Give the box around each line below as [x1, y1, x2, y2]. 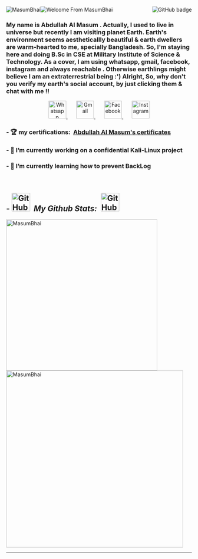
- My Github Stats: [6, 203, 97, 213]
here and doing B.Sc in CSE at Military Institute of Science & [6, 50, 180, 58]
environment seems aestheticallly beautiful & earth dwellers [6, 35, 183, 44]
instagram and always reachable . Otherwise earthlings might [6, 65, 186, 73]
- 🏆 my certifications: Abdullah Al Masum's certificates [6, 128, 171, 136]
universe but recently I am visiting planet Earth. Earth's [6, 28, 167, 36]
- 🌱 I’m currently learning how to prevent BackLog [6, 162, 151, 170]
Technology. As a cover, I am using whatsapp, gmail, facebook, [6, 57, 190, 65]
